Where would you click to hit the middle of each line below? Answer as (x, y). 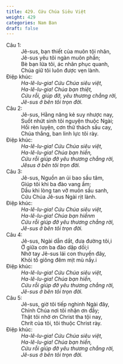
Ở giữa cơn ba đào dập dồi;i (55, 247)
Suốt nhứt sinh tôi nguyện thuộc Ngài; (67, 121)
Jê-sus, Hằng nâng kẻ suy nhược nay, (67, 115)
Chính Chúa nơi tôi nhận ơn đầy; (60, 310)
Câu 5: (14, 298)
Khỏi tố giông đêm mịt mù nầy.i (59, 260)
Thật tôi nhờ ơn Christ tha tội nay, (62, 317)
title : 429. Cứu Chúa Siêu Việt (46, 12)
